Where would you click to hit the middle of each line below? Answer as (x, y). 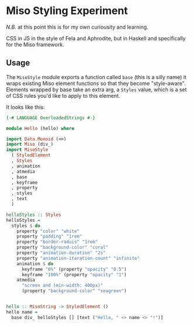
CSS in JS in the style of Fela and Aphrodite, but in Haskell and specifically (96, 38)
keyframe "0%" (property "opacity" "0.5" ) (74, 269)
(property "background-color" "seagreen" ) (74, 291)
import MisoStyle (27, 150)
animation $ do (35, 264)
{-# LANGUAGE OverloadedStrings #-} (51, 118)
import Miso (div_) (30, 145)
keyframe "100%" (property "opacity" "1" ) (74, 274)
